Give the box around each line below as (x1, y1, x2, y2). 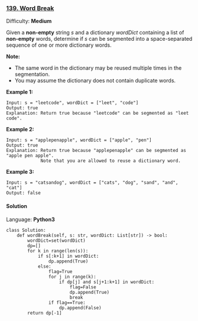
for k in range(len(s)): (27, 248, 89, 254)
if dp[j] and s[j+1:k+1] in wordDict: (59, 279, 155, 285)
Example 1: (6, 89, 34, 96)
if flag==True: (48, 300, 86, 306)
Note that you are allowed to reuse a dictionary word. (40, 158, 181, 164)
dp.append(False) (59, 304, 102, 311)
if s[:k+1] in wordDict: (37, 253, 99, 259)
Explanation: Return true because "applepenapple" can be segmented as (6, 148, 186, 154)
